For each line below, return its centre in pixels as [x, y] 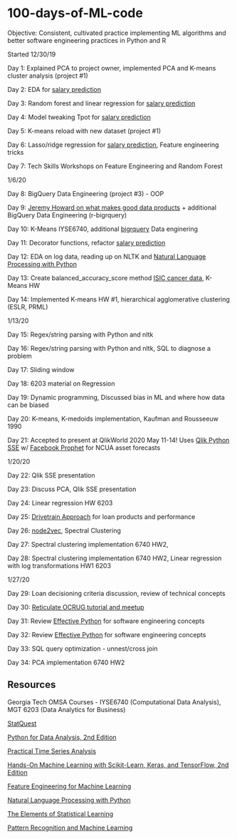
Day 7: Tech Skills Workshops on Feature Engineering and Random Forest [115, 166]
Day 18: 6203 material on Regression [61, 384]
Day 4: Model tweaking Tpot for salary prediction [79, 117]
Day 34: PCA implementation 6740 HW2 [66, 662]
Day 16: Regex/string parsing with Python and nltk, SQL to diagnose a [109, 348]
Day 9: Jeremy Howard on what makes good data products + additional [112, 207]
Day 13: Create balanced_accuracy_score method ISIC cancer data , [106, 278]
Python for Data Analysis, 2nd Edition [62, 737]
